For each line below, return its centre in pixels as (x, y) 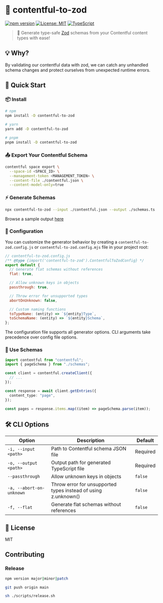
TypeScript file (68, 469)
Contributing (25, 555)
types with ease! (33, 38)
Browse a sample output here (34, 219)
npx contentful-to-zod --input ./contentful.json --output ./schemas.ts (80, 210)
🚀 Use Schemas (24, 350)
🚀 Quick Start (25, 85)
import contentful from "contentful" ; (44, 360)
